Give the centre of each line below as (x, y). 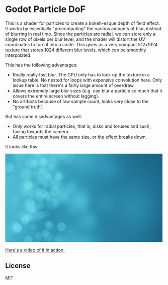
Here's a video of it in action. (35, 250)
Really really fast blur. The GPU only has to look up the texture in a (81, 74)
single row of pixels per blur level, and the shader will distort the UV (75, 39)
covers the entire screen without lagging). (56, 96)
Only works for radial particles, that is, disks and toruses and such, (81, 126)
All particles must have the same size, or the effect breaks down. (80, 137)
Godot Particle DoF (45, 9)
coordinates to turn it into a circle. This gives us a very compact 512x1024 (81, 44)
